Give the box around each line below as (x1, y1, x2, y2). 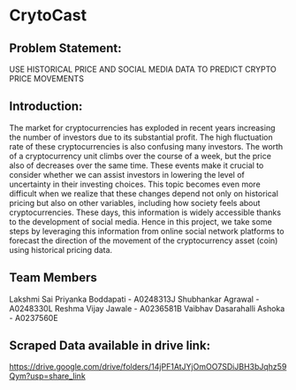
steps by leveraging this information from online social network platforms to (9, 226, 285, 236)
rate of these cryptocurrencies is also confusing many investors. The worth (9, 141, 284, 151)
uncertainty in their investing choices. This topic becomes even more (9, 179, 261, 189)
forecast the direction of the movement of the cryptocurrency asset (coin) (9, 235, 278, 246)
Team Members (9, 271, 97, 286)
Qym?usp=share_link (9, 371, 86, 381)
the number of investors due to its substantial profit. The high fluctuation (9, 132, 273, 142)
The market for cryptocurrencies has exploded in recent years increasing (9, 122, 276, 133)
